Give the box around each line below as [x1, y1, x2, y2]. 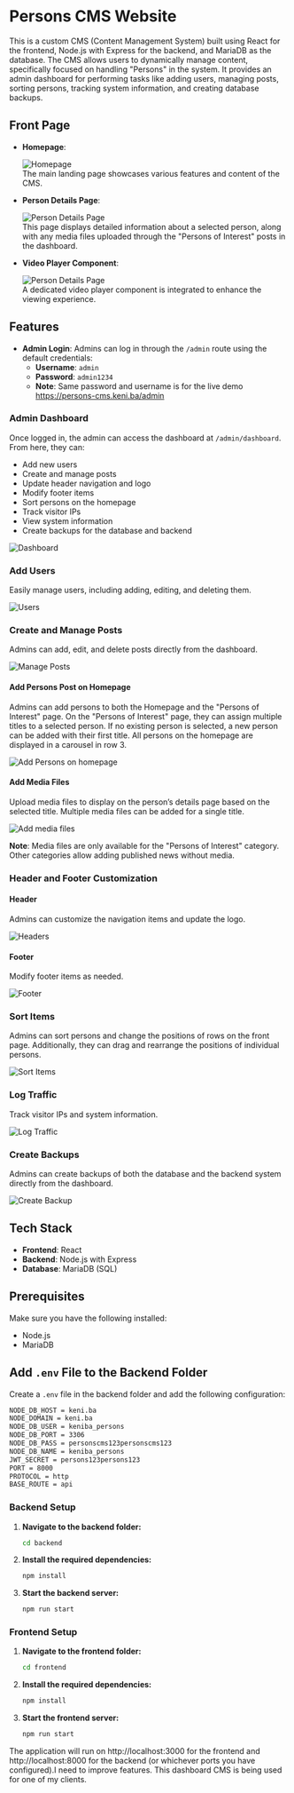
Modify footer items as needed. [9, 971, 124, 982]
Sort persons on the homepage [21, 496, 136, 507]
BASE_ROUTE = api [9, 1480, 73, 1489]
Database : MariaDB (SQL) [21, 1263, 118, 1273]
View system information [21, 515, 113, 526]
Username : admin [35, 361, 99, 372]
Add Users [9, 564, 56, 576]
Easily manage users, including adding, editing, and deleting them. [9, 584, 251, 596]
